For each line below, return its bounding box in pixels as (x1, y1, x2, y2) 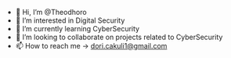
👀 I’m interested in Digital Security (15, 16, 125, 25)
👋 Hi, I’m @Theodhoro (15, 8, 88, 16)
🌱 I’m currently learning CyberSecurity (15, 24, 139, 33)
